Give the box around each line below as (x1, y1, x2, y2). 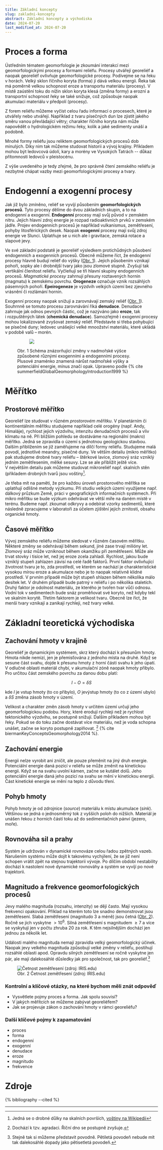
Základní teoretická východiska (5, 617, 135, 628)
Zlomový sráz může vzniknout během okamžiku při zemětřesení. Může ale (5, 548, 154, 554)
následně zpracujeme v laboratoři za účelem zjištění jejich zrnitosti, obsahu (5, 506, 155, 512)
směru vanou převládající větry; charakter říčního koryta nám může (5, 118, 139, 124)
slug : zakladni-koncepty (5, 12, 55, 17)
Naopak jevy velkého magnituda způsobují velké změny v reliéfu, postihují (5, 945, 153, 951)
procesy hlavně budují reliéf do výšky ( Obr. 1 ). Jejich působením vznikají (5, 258, 149, 263)
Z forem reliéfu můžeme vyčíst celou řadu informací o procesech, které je (5, 108, 152, 114)
